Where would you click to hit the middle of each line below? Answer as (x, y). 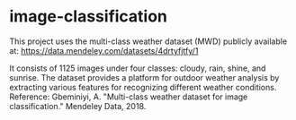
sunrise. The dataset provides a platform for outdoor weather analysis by (144, 77)
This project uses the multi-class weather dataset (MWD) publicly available (148, 41)
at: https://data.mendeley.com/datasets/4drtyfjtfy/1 (104, 50)
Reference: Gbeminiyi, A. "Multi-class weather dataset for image (129, 97)
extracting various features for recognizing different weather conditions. (143, 87)
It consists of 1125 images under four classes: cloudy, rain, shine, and (138, 68)
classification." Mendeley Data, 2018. (78, 106)
